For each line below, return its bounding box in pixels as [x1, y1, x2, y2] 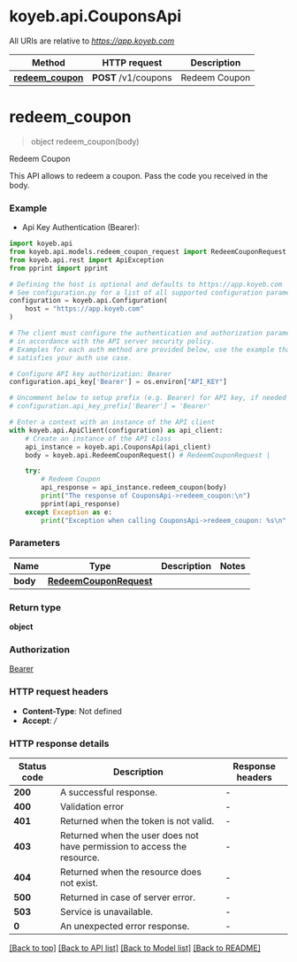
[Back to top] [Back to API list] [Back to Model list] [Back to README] [9, 943, 261, 953]
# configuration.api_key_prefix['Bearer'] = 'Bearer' [9, 402, 212, 411]
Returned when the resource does [60, 866, 202, 878]
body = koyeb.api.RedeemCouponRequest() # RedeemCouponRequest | [25, 450, 271, 459]
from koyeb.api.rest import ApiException [9, 255, 164, 265]
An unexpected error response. [60, 920, 190, 933]
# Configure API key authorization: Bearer [9, 369, 172, 378]
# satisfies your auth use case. [9, 353, 133, 362]
